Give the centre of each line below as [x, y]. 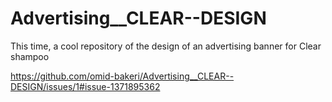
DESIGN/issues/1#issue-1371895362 [85, 86]
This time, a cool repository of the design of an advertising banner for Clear [166, 46]
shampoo [30, 56]
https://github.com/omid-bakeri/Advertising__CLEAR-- [122, 76]
